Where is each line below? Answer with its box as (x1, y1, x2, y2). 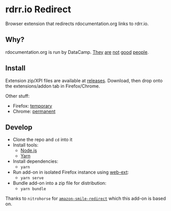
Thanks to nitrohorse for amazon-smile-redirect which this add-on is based (5, 196, 166, 202)
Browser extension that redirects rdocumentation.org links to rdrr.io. (5, 20, 149, 27)
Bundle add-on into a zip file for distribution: (12, 180, 107, 186)
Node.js (20, 147, 37, 154)
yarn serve (20, 176, 44, 181)
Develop (5, 123, 32, 132)
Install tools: (12, 142, 39, 148)
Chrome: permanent (12, 108, 55, 114)
